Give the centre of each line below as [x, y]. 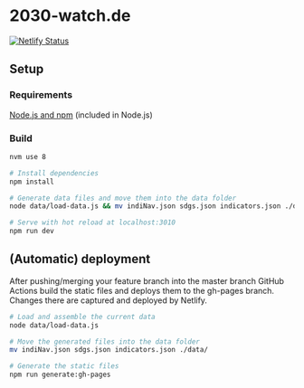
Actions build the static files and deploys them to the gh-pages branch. [142, 290]
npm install [32, 182]
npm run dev [32, 232]
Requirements [41, 95]
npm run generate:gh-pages [60, 375]
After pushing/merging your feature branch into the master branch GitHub [147, 280]
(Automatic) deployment [80, 259]
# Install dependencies [54, 173]
